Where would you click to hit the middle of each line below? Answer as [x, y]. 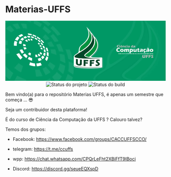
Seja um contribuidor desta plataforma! [46, 109]
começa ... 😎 [19, 100]
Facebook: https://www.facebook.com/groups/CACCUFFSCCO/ [79, 139]
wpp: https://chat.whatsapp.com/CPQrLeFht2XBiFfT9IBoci [74, 159]
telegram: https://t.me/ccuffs [43, 149]
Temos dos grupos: [25, 129]
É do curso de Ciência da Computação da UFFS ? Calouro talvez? [74, 119]
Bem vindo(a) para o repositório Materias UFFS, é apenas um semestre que [84, 94]
